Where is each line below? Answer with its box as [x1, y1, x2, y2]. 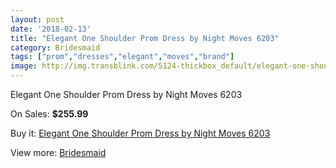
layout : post [10, 14, 65, 25]
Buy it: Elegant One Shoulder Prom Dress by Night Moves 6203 [10, 127, 271, 139]
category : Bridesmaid [10, 42, 101, 53]
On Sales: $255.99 [10, 108, 89, 120]
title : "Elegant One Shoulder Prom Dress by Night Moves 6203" [10, 33, 280, 43]
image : [10, 61, 38, 71]
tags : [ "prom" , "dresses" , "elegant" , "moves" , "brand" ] [10, 52, 235, 62]
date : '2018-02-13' [10, 24, 92, 34]
